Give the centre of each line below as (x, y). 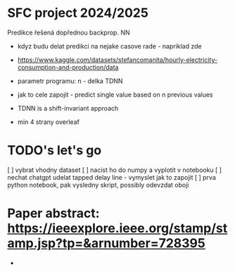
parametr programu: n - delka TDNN (70, 81)
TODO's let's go (55, 150)
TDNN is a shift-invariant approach (68, 108)
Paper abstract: (53, 214)
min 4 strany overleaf (48, 122)
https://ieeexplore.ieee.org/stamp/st (118, 229)
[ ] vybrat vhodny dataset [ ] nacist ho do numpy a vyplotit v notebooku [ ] (114, 170)
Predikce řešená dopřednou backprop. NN (69, 32)
